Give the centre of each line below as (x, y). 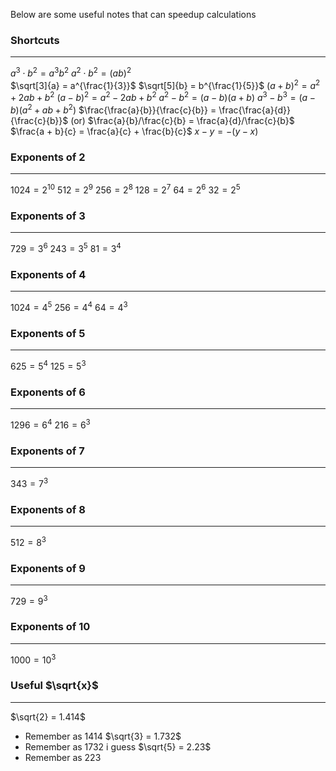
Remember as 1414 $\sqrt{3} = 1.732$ (103, 736)
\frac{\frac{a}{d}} (254, 110)
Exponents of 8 (48, 509)
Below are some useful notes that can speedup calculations (133, 14)
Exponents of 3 (48, 216)
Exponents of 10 (50, 627)
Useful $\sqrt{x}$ (54, 686)
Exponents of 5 (48, 333)
